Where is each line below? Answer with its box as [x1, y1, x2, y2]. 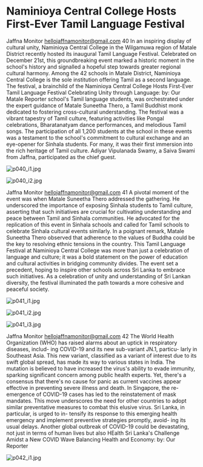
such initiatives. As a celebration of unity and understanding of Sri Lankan [6, 272, 191, 280]
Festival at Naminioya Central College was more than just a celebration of [6, 247, 190, 254]
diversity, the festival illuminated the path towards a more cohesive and [6, 279, 184, 286]
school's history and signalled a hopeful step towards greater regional [6, 63, 181, 70]
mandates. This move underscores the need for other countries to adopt [6, 397, 187, 404]
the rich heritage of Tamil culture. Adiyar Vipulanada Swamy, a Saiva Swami [6, 147, 195, 154]
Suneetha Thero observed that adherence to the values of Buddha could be [6, 234, 195, 241]
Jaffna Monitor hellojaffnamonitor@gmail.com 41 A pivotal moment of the [6, 188, 189, 196]
